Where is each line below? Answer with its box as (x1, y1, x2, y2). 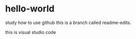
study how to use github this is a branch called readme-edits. (5, 19, 131, 25)
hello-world (5, 3, 55, 14)
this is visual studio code (5, 29, 56, 35)
